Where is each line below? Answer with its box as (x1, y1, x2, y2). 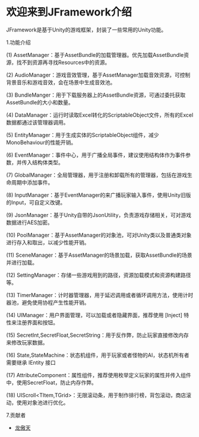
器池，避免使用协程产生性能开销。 (6, 299, 90, 306)
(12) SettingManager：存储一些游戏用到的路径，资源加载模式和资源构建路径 (6, 271, 191, 279)
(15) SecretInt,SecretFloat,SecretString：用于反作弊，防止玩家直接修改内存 (6, 331, 189, 339)
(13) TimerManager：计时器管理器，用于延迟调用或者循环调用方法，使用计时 (6, 291, 194, 298)
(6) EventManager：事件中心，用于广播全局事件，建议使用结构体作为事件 (6, 151, 186, 158)
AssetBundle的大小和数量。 (6, 98, 74, 106)
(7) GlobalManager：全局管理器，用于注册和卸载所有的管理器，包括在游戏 (6, 171, 187, 178)
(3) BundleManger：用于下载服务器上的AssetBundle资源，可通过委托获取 (6, 91, 186, 98)
